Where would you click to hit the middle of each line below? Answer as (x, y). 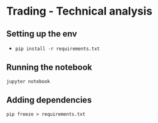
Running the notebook (49, 67)
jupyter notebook (28, 81)
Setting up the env (42, 34)
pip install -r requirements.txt (57, 49)
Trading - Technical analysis (80, 11)
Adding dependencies (49, 100)
